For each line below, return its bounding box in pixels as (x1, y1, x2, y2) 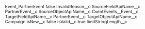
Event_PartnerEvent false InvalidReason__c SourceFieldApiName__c (5, 4, 141, 9)
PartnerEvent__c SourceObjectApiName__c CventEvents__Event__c (5, 9, 139, 14)
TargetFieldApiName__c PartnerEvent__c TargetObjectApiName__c (5, 14, 138, 19)
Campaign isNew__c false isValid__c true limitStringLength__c (5, 19, 128, 24)
